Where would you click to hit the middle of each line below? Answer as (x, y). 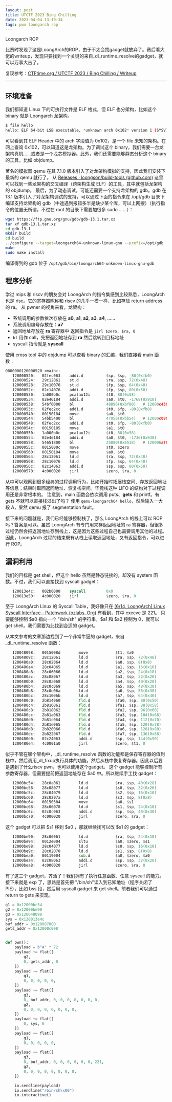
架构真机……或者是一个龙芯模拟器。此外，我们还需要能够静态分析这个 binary (86, 153)
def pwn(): (17, 943)
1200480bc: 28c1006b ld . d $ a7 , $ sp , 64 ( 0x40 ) (84, 696)
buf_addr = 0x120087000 (31, 924)
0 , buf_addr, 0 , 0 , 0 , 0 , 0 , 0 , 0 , (62, 1000)
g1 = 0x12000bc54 (24, 905)
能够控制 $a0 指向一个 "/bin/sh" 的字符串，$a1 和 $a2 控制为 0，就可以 (84, 619)
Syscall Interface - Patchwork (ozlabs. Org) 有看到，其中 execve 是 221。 (82, 613)
